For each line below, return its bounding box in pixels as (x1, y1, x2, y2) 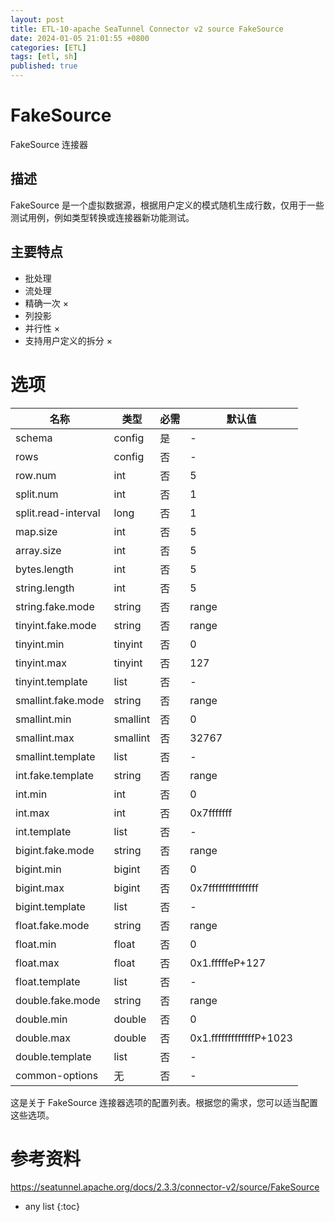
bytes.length (15, 562, 75, 576)
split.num (15, 487, 59, 501)
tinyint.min (15, 637, 65, 651)
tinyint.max (15, 656, 67, 670)
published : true (10, 61, 78, 71)
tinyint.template (15, 674, 88, 688)
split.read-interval (15, 506, 101, 520)
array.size (15, 543, 62, 557)
